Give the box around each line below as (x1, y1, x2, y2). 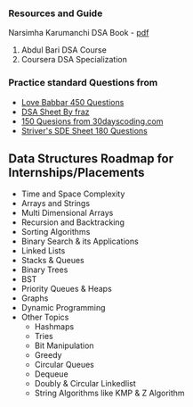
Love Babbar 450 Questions (20, 96, 125, 107)
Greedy (34, 350, 62, 361)
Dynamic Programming (20, 303, 106, 313)
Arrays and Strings (20, 198, 91, 209)
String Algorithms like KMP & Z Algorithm (34, 387, 185, 399)
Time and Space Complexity (20, 188, 125, 199)
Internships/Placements (8, 164, 145, 180)
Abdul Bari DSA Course (20, 45, 108, 55)
